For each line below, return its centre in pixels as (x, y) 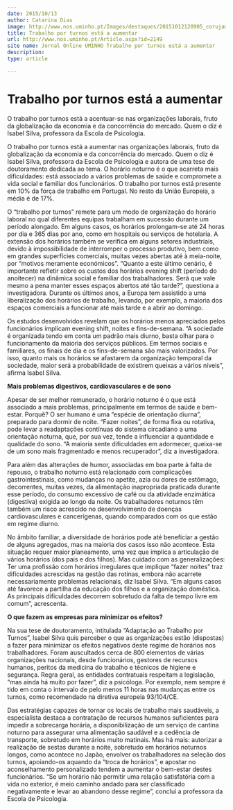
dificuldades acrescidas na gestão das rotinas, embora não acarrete (105, 574)
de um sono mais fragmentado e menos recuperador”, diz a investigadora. (113, 451)
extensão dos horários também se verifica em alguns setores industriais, (111, 241)
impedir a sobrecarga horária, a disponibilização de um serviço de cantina (113, 725)
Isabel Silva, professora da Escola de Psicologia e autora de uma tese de (111, 161)
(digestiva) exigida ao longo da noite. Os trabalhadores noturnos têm (105, 501)
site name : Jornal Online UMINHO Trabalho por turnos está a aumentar (111, 46)
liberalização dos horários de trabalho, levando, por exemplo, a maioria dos (115, 300)
